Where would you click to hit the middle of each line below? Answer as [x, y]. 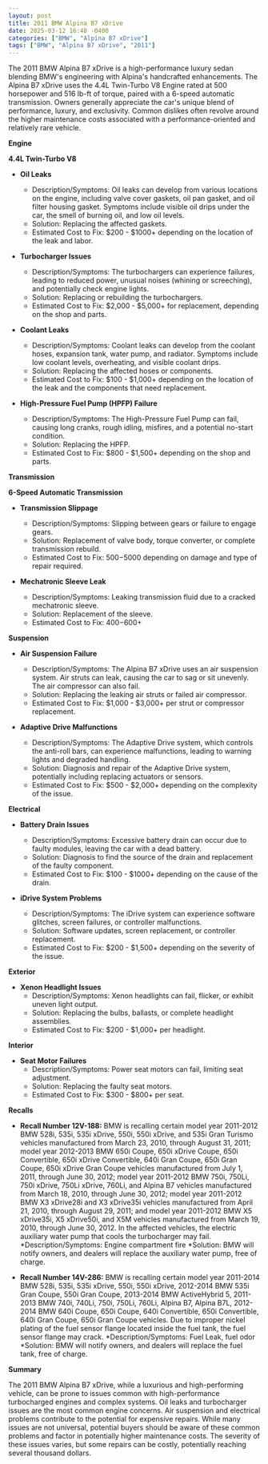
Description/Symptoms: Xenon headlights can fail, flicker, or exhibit [143, 996]
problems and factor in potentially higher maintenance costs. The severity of [134, 1436]
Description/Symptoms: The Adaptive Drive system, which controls [142, 743]
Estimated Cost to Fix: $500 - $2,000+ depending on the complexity [144, 785]
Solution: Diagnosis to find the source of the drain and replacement [142, 857]
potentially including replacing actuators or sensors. [118, 776]
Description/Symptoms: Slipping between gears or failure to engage [144, 523]
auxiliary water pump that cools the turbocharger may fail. [116, 1237]
